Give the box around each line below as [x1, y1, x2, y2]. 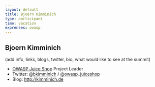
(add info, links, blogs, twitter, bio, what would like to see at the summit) [5, 56, 151, 62]
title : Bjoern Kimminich [5, 12, 56, 17]
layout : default [5, 7, 38, 12]
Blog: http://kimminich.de [12, 76, 64, 82]
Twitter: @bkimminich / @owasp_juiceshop [12, 71, 100, 77]
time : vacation [5, 21, 36, 26]
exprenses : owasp [5, 25, 41, 30]
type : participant [5, 16, 43, 21]
